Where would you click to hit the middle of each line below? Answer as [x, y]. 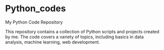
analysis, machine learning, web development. [53, 42]
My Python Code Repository [34, 22]
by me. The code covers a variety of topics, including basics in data [75, 37]
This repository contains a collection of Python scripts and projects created [82, 31]
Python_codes [36, 9]
